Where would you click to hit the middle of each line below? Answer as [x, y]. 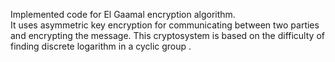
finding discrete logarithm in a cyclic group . [101, 46]
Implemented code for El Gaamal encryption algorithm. [123, 14]
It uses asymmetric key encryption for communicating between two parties [165, 25]
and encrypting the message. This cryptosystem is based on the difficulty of [167, 35]
